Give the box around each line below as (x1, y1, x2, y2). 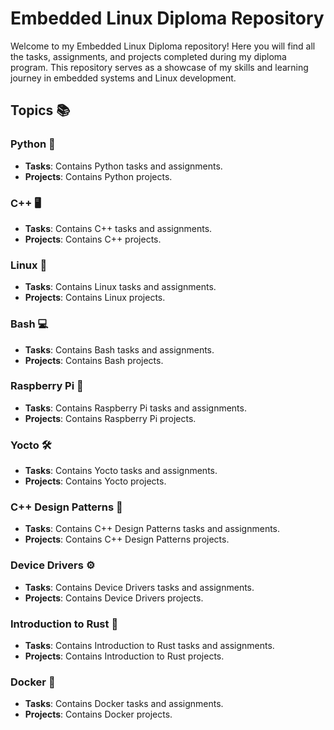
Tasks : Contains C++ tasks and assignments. (24, 222, 213, 234)
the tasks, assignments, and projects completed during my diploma (10, 50, 287, 62)
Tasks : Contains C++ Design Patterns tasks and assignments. (24, 523, 281, 535)
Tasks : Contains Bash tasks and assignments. (24, 343, 215, 356)
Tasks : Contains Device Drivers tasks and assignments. (24, 581, 255, 593)
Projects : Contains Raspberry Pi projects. (24, 412, 197, 424)
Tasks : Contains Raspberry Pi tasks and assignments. (24, 402, 247, 414)
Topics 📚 (10, 102, 71, 119)
